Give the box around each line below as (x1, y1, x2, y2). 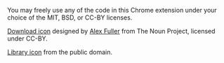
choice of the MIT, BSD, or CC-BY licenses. (7, 13, 133, 22)
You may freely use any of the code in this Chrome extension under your (7, 6, 218, 14)
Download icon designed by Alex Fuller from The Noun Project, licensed (7, 27, 216, 35)
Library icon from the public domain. (7, 48, 113, 56)
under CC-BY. (7, 34, 48, 43)
